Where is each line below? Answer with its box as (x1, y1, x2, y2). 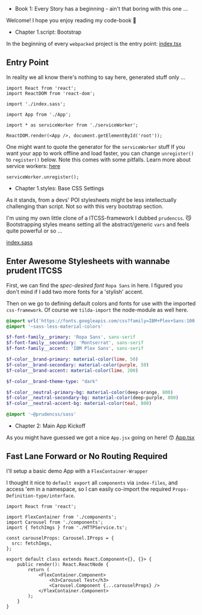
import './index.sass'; (6, 101, 66, 107)
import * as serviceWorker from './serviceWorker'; (6, 122, 138, 128)
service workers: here (6, 162, 61, 169)
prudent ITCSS (6, 266, 63, 276)
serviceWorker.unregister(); (6, 174, 79, 180)
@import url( (6, 317, 39, 324)
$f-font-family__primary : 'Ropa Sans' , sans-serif (6, 334, 136, 340)
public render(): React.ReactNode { (17, 561, 109, 567)
